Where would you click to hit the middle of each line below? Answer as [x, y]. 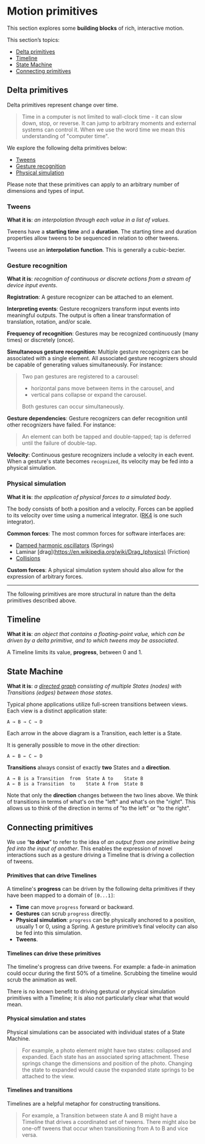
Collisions [28, 558]
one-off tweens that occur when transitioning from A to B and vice [105, 1128]
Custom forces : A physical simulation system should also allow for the [95, 570]
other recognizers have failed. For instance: [61, 425]
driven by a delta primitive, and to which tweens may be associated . [93, 641]
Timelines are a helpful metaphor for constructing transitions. [84, 1103]
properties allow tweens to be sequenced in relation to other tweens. [93, 238]
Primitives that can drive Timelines [52, 875]
